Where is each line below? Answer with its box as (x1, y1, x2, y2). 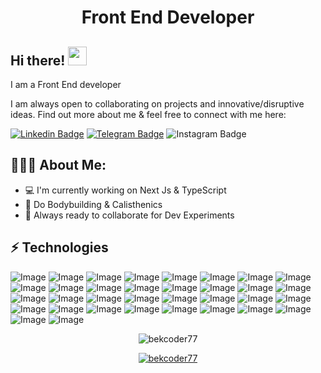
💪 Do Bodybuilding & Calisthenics (24, 198, 163, 210)
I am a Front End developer (10, 79, 122, 90)
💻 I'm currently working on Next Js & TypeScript (24, 184, 227, 196)
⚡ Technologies (10, 239, 109, 256)
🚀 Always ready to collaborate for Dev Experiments (24, 209, 235, 221)
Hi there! (10, 52, 66, 69)
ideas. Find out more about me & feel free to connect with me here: (10, 109, 287, 120)
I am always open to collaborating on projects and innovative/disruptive (10, 98, 305, 110)
